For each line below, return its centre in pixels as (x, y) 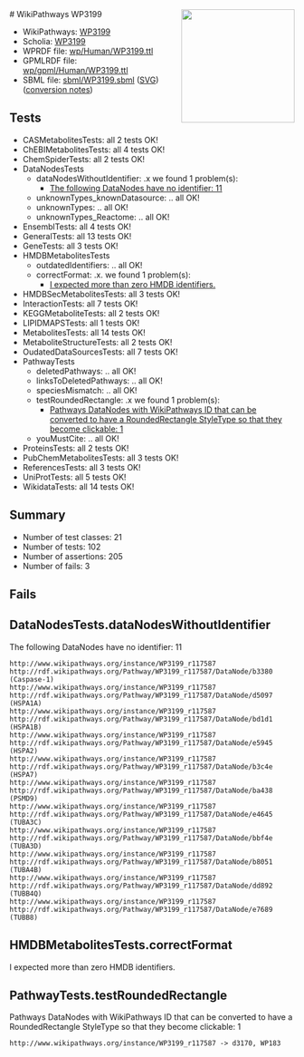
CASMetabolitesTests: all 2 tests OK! (90, 140)
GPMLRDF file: (50, 61)
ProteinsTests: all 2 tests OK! (76, 448)
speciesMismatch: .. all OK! (86, 390)
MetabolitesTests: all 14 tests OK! (84, 332)
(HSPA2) (24, 751)
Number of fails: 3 (56, 566)
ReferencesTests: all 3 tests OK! (82, 467)
